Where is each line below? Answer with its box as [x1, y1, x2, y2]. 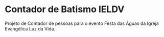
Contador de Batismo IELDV [5, 4, 125, 15]
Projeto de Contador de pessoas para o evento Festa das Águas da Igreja [5, 20, 159, 26]
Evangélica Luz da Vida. [5, 25, 56, 31]
